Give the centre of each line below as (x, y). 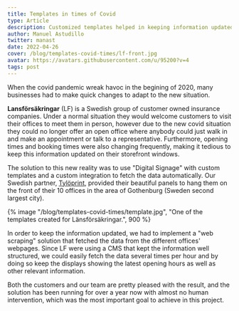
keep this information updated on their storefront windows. (94, 154)
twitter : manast (31, 41)
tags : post (23, 67)
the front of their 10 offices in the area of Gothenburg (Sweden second (111, 190)
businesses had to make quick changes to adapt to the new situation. (109, 95)
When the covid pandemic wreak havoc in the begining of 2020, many (110, 87)
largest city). (26, 198)
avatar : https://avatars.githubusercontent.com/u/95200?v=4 (99, 60)
